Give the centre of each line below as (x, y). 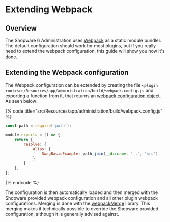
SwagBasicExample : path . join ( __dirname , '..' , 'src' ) (100, 154)
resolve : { (35, 144)
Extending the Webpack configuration (67, 73)
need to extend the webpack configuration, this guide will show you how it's (85, 51)
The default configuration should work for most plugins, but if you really (81, 46)
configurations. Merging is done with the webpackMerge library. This (78, 203)
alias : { (42, 149)
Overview (21, 28)
